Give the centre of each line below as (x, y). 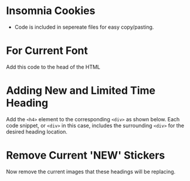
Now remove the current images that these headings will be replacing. (91, 172)
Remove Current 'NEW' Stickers (86, 155)
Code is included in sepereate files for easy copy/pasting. (84, 27)
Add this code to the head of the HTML (53, 67)
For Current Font (47, 51)
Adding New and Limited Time (81, 90)
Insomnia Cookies (51, 11)
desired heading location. (37, 132)
